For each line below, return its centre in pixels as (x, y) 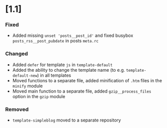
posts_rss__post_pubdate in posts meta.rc (55, 41)
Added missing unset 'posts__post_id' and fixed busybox (73, 35)
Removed (17, 109)
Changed (17, 54)
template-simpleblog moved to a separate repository (66, 120)
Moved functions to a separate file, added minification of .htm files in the (87, 80)
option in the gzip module (39, 96)
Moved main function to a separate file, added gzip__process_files (82, 91)
